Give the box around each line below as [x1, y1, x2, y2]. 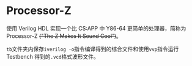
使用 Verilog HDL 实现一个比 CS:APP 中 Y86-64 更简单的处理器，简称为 [6, 24, 186, 32]
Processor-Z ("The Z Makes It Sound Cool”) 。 [6, 32, 122, 40]
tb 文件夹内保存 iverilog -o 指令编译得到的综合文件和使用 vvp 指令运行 [6, 45, 179, 53]
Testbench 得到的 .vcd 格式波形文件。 [6, 53, 99, 60]
